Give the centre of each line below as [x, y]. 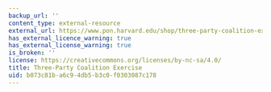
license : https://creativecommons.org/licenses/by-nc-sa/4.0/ [115, 61]
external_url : [32, 30]
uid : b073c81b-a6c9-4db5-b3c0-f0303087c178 [83, 75]
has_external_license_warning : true [70, 46]
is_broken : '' [32, 53]
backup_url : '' [34, 16]
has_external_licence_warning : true [70, 38]
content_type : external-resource [65, 23]
